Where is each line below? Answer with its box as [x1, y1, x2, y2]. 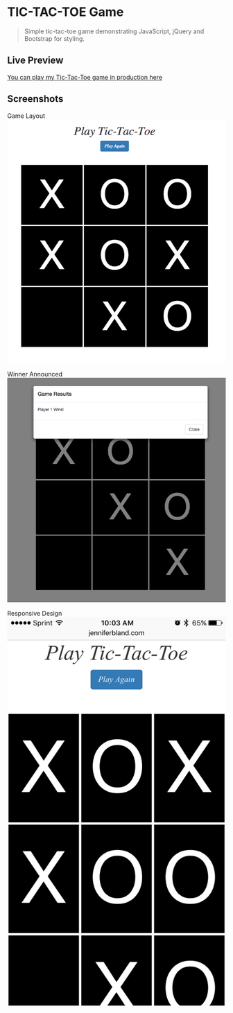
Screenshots [7, 93, 64, 105]
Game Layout [7, 112, 46, 120]
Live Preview [7, 55, 64, 67]
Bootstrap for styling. [24, 34, 85, 42]
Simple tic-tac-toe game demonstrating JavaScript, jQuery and [24, 27, 205, 35]
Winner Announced [7, 370, 62, 379]
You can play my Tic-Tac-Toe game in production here [7, 73, 163, 81]
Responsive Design [7, 609, 62, 617]
